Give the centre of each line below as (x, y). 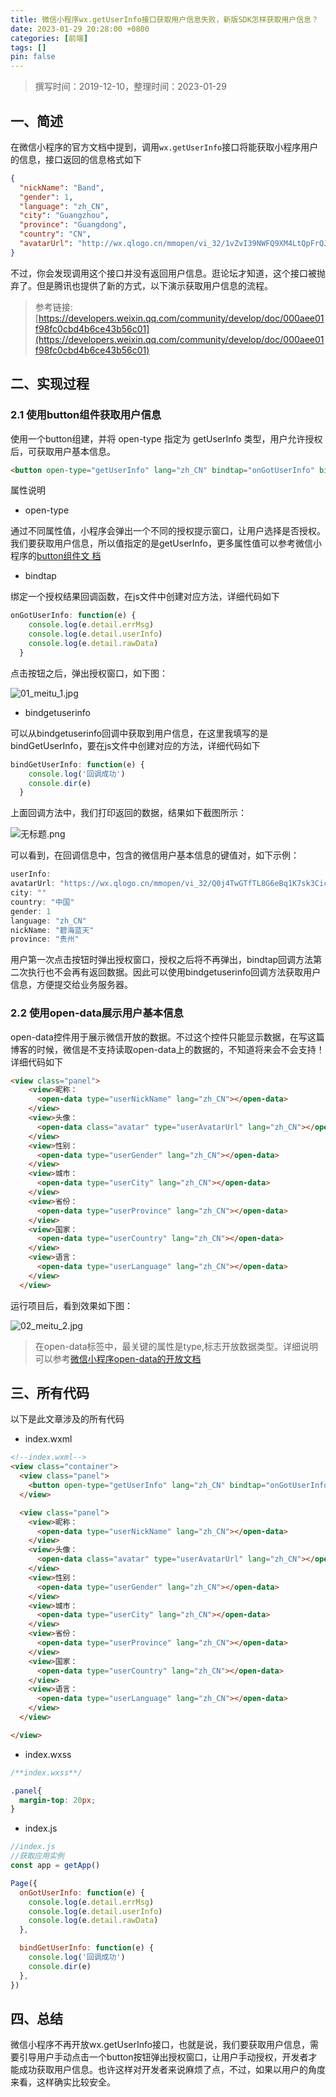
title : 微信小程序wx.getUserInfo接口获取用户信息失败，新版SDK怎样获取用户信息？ (164, 19)
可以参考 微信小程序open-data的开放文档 (118, 1358)
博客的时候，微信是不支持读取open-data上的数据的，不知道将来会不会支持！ (167, 1049)
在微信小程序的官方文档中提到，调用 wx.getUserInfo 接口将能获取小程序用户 (164, 147)
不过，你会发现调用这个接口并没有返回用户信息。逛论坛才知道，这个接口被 (163, 273)
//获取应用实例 (37, 1856)
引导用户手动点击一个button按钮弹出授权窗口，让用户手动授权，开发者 (163, 2057)
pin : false (33, 57)
